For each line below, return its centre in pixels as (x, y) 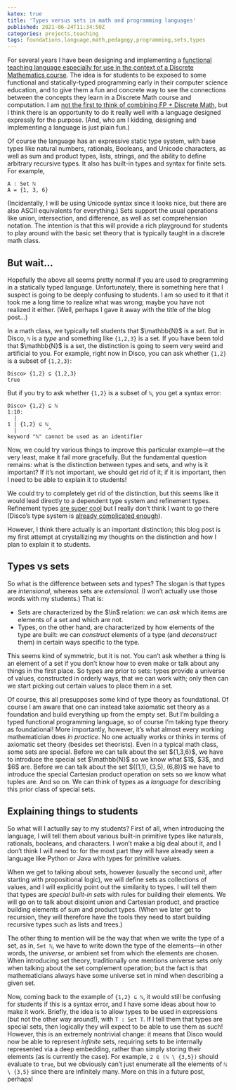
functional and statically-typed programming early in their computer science (118, 82)
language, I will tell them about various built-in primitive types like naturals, (115, 836)
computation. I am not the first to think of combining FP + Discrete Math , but (118, 105)
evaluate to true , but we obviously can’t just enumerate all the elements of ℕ (117, 1064)
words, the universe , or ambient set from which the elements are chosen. (113, 953)
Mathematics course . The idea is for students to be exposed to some (107, 75)
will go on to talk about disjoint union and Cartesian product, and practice (113, 902)
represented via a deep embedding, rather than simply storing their (104, 1049)
